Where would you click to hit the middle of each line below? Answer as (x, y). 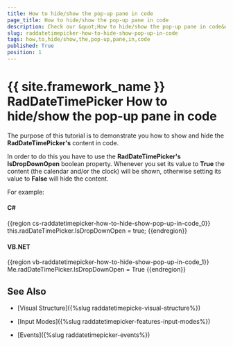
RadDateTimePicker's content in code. (63, 142)
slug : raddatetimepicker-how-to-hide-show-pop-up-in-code (93, 33)
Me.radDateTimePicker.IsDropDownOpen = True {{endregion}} (96, 270)
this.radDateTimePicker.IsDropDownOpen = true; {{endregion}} (97, 231)
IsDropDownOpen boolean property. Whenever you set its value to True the (116, 163)
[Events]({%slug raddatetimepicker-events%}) (84, 335)
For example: (26, 192)
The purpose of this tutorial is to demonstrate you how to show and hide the (115, 135)
